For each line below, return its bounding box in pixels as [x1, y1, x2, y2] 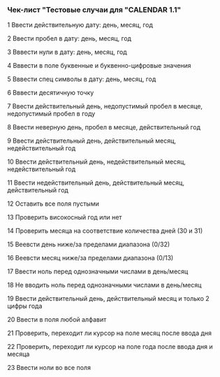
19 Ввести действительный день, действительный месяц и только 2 [7, 294, 210, 303]
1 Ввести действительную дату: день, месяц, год [7, 21, 154, 29]
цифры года [7, 302, 43, 311]
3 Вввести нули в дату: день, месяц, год [7, 48, 127, 57]
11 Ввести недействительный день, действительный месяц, [7, 178, 185, 187]
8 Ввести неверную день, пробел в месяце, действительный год [7, 123, 201, 131]
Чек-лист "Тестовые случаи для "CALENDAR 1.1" [7, 5, 182, 15]
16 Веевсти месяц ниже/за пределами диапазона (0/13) [7, 254, 174, 262]
